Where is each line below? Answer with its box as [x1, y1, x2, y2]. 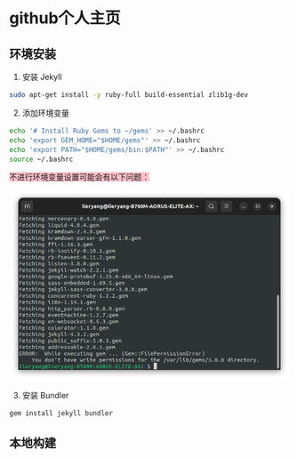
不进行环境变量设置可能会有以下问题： [9, 172, 149, 182]
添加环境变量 [21, 108, 69, 118]
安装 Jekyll [21, 72, 62, 82]
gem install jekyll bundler [9, 409, 114, 418]
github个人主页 [9, 8, 122, 28]
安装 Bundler [21, 390, 69, 401]
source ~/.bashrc [9, 155, 74, 164]
